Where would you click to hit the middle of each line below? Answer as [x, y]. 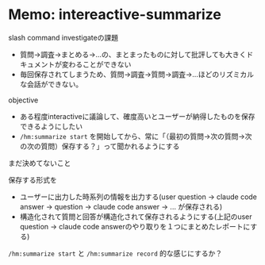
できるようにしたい [51, 126]
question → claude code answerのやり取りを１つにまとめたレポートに [135, 226]
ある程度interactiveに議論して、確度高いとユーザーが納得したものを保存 [137, 116]
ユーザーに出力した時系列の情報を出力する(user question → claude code [138, 197]
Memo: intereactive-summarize [115, 15]
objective [23, 100]
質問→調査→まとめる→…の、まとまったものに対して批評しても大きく [133, 54]
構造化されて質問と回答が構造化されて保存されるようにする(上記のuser [136, 217]
